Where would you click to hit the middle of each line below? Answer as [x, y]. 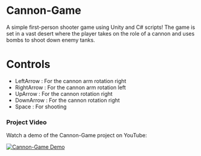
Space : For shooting [41, 107]
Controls [28, 64]
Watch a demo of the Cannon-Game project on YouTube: [77, 136]
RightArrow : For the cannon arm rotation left [70, 87]
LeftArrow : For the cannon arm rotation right [70, 81]
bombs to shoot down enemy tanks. [51, 40]
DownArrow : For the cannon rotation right [67, 100]
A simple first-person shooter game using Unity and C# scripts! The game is [101, 27]
